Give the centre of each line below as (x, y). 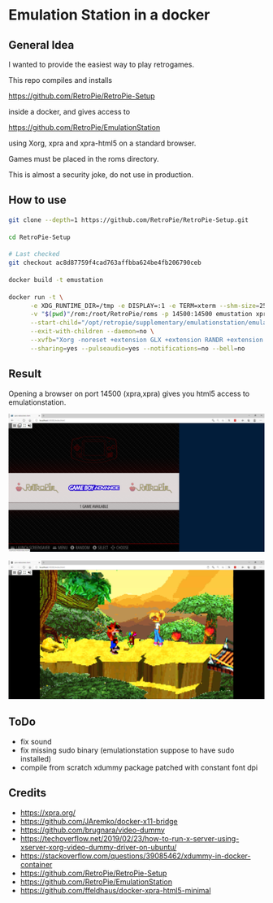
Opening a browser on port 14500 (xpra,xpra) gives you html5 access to (129, 393)
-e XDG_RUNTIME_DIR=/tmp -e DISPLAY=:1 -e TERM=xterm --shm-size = (145, 306)
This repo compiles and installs (61, 80)
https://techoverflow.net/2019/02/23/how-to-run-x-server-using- (130, 838)
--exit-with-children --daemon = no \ (92, 332)
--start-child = (56, 323)
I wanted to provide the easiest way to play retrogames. (102, 64)
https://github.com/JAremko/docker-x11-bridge (99, 821)
